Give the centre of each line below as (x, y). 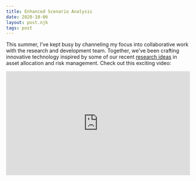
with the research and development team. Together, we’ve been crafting (93, 51)
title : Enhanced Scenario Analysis (49, 11)
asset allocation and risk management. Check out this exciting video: (89, 63)
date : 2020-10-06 (27, 17)
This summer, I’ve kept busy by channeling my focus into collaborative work (97, 45)
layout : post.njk (27, 22)
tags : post (19, 28)
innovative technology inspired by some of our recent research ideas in (92, 57)
